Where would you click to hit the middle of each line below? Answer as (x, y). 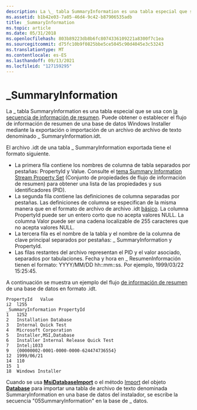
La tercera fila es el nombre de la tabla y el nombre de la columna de (97, 234)
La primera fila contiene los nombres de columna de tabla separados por (102, 165)
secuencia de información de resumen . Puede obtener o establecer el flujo (96, 117)
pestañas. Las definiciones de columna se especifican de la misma (95, 202)
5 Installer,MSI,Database (40, 336)
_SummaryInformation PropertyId (45, 310)
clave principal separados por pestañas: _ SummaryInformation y (93, 240)
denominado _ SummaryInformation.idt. (54, 136)
